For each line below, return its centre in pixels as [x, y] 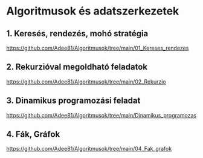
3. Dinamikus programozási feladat [73, 101]
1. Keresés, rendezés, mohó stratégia [77, 34]
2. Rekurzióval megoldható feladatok [77, 67]
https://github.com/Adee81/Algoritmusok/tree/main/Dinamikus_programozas [101, 115]
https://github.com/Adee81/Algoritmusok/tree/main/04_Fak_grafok [89, 149]
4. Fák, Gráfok [33, 134]
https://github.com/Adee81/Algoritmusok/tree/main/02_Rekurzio [86, 81]
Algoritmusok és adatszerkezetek [93, 11]
